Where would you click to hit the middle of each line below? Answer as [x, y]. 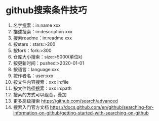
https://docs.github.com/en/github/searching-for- [102, 107]
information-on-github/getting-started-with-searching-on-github [81, 113]
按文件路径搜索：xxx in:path [42, 88]
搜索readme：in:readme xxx [43, 38]
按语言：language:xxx [36, 69]
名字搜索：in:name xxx [37, 25]
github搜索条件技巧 [47, 10]
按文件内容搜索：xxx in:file [41, 82]
